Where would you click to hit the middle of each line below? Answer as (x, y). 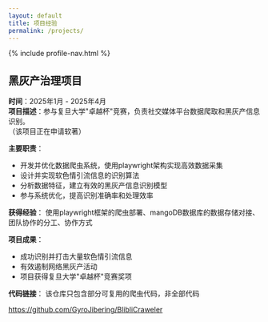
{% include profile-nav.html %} (59, 54)
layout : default (35, 16)
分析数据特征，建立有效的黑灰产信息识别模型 (94, 186)
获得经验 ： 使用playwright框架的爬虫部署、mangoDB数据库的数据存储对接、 (134, 212)
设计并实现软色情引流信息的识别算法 (80, 175)
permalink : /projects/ (46, 30)
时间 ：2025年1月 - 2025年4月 (57, 102)
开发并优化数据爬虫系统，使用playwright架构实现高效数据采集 (121, 166)
